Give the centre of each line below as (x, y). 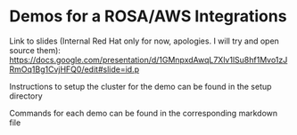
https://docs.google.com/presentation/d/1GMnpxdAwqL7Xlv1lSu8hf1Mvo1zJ (148, 60)
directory (26, 96)
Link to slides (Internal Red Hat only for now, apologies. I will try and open (144, 41)
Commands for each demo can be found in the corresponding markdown (144, 113)
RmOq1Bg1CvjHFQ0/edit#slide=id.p (74, 69)
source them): (35, 50)
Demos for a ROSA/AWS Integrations (148, 16)
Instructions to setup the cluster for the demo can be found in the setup (140, 86)
